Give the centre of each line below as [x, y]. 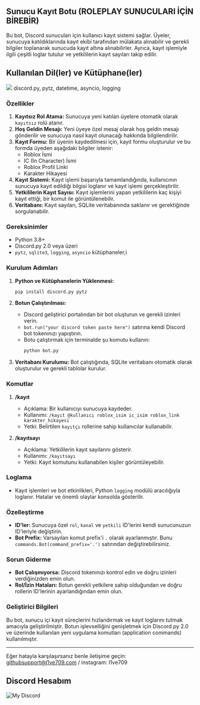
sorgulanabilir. [32, 211]
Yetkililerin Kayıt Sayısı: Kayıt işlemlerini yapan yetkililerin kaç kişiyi [98, 192]
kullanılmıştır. [22, 639]
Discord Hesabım [39, 681]
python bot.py [41, 351]
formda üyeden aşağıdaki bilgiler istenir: [64, 148]
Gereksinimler [27, 226]
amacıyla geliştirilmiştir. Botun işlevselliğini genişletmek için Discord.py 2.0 [97, 626]
